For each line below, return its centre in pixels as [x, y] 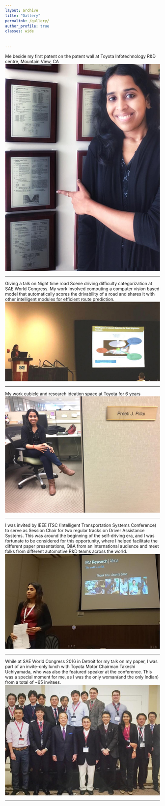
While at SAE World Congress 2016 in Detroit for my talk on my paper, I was [82, 661]
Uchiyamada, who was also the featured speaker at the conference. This [79, 672]
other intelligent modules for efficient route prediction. [60, 299]
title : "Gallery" [23, 16]
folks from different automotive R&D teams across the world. [66, 551]
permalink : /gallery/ [27, 21]
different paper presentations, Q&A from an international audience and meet [82, 546]
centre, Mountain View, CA [32, 61]
